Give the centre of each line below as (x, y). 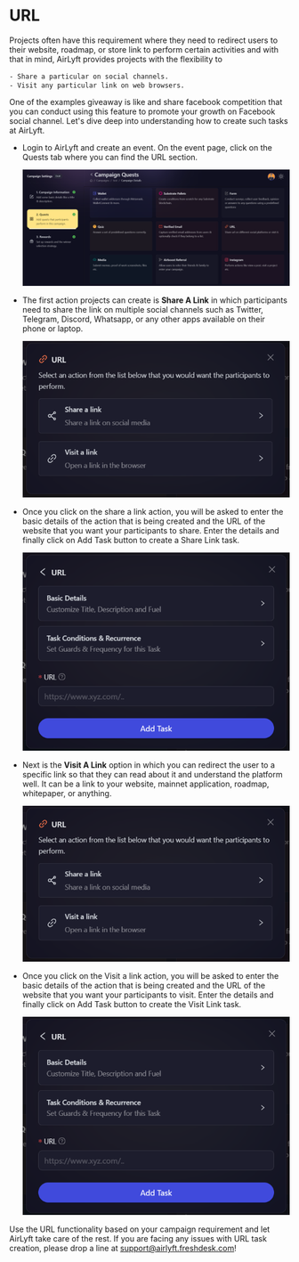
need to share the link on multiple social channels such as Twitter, (143, 310)
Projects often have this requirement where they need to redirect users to (144, 40)
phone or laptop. (53, 329)
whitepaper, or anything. (67, 793)
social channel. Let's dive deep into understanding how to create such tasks (149, 120)
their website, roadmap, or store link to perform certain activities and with (144, 49)
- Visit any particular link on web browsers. (97, 85)
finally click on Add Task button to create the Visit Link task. (132, 1005)
